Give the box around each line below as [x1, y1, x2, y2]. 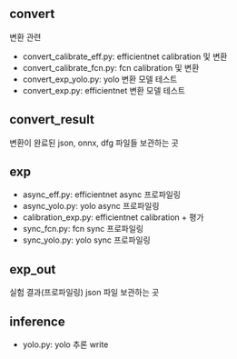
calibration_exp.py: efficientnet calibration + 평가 [22, 212, 204, 223]
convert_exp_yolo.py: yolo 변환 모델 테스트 [22, 74, 178, 85]
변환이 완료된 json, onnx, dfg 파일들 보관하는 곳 [9, 137, 179, 148]
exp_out [9, 262, 56, 277]
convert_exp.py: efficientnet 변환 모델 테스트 [22, 85, 186, 95]
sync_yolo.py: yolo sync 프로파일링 [22, 234, 152, 245]
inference [9, 314, 65, 329]
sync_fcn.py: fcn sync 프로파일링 [22, 224, 143, 234]
